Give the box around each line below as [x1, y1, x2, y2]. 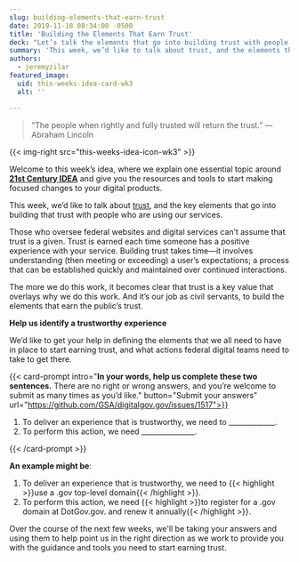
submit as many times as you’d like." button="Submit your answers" [9, 389, 258, 400]
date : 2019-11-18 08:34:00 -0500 [9, 21, 133, 30]
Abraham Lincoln [30, 129, 94, 140]
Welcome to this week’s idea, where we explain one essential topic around [9, 164, 282, 174]
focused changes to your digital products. [9, 182, 163, 193]
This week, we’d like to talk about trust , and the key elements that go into [9, 199, 277, 210]
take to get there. [9, 353, 73, 365]
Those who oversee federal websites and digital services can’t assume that [9, 226, 286, 237]
